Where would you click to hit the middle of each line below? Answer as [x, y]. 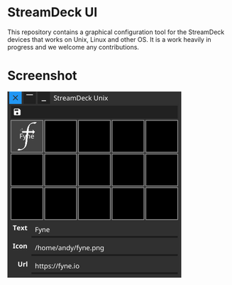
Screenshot [42, 76]
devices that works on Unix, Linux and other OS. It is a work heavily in [109, 39]
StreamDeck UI [53, 12]
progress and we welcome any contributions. [73, 47]
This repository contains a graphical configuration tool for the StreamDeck [116, 32]
